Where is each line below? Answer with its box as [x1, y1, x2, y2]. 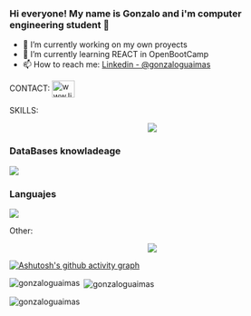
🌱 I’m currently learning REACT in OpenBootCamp [22, 49, 209, 60]
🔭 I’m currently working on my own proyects [22, 39, 188, 50]
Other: [9, 225, 34, 236]
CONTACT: [9, 83, 51, 94]
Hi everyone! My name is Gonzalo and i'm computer [9, 7, 242, 20]
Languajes [9, 187, 57, 200]
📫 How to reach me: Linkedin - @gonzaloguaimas [22, 59, 211, 70]
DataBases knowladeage [9, 144, 121, 157]
